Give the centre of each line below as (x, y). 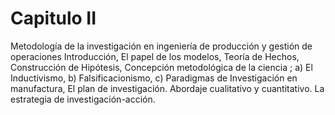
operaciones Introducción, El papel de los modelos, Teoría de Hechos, (155, 56)
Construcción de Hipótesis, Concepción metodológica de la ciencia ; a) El (161, 67)
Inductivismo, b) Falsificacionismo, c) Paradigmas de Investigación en (154, 78)
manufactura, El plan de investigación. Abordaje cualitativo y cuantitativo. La (167, 88)
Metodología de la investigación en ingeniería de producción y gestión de (161, 46)
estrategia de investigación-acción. (83, 99)
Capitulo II (53, 18)
